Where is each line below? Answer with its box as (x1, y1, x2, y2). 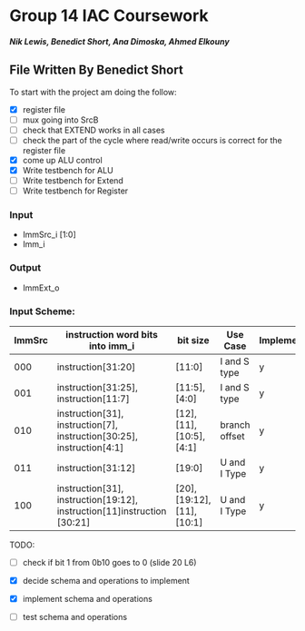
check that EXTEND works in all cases (22, 124, 165, 135)
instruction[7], (56, 419, 118, 431)
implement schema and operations (22, 594, 152, 605)
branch (220, 419, 251, 431)
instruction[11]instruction (56, 505, 167, 518)
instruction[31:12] (56, 461, 136, 474)
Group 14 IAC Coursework (9, 5, 209, 26)
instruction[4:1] (56, 441, 124, 454)
